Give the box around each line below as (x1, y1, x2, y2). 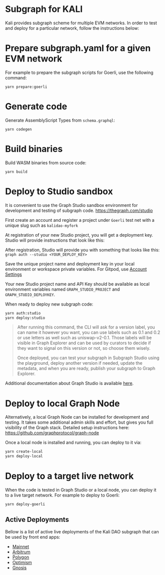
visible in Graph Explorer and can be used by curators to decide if (17, 340, 151, 346)
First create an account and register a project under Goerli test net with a (5, 217, 155, 223)
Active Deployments (5, 515, 69, 524)
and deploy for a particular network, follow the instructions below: (5, 25, 139, 31)
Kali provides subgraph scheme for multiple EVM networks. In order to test (5, 20, 157, 26)
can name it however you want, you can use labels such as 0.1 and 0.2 (17, 329, 161, 335)
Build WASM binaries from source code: (5, 160, 86, 166)
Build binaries (5, 143, 63, 154)
